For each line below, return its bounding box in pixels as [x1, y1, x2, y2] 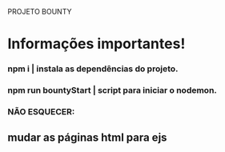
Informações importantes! [7, 35, 186, 53]
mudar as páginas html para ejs [7, 131, 167, 145]
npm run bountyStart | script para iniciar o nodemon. [7, 85, 218, 96]
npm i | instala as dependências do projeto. [7, 63, 179, 74]
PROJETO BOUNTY [7, 7, 72, 16]
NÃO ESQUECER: [7, 106, 75, 117]
